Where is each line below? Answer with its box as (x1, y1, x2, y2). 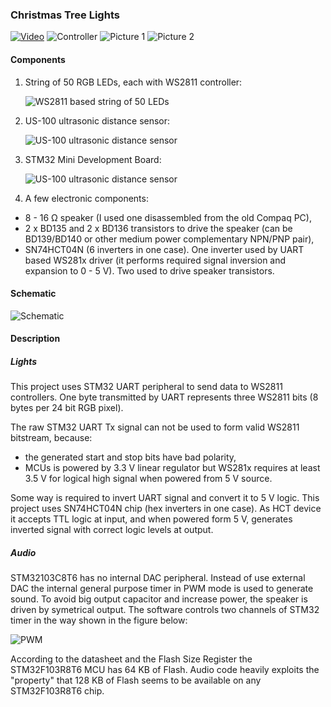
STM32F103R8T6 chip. (10, 685, 105, 697)
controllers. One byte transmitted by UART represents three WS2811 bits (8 (10, 391, 319, 403)
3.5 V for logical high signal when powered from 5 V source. (24, 473, 273, 485)
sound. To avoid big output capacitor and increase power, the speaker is (10, 593, 308, 605)
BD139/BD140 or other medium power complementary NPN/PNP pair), (24, 233, 315, 245)
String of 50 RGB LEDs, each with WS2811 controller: (24, 76, 243, 88)
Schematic (10, 288, 57, 300)
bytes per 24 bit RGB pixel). (10, 402, 124, 414)
